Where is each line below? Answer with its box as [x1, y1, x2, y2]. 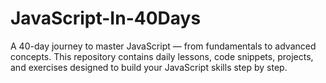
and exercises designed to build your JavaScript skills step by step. [10, 61, 288, 73]
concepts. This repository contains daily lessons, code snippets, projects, [10, 50, 314, 62]
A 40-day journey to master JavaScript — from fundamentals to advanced [10, 40, 317, 52]
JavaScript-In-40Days [10, 7, 202, 30]
